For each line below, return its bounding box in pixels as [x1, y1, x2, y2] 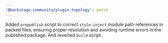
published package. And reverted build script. [5, 32, 103, 38]
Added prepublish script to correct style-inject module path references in [5, 21, 163, 27]
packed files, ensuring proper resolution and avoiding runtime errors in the [5, 26, 161, 33]
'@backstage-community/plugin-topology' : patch [5, 7, 108, 13]
